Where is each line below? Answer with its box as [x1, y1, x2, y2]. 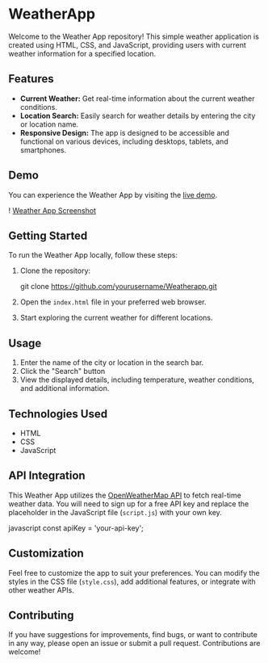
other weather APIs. [8, 585, 74, 594]
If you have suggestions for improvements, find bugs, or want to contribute [8, 630, 258, 640]
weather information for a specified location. [8, 48, 156, 58]
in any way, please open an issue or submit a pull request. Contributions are [8, 639, 261, 648]
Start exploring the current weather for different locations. [19, 313, 213, 323]
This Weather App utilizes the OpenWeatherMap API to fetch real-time [8, 490, 242, 500]
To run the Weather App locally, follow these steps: [8, 250, 178, 260]
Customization [8, 547, 85, 560]
